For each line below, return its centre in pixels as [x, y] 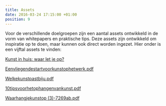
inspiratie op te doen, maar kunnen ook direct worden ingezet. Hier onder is [83, 44]
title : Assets [20, 10]
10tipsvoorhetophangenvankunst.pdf [43, 88]
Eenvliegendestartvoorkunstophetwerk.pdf [49, 69]
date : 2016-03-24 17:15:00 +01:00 [41, 15]
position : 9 [17, 19]
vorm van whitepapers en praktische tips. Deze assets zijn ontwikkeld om [81, 39]
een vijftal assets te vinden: [33, 49]
